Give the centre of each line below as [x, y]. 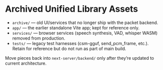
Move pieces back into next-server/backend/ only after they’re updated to [80, 58]
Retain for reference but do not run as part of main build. [69, 48]
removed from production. [38, 38]
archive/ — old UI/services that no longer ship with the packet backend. [85, 23]
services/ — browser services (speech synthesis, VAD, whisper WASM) [85, 33]
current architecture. [26, 63]
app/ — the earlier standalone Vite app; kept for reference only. [76, 27]
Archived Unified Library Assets [71, 9]
